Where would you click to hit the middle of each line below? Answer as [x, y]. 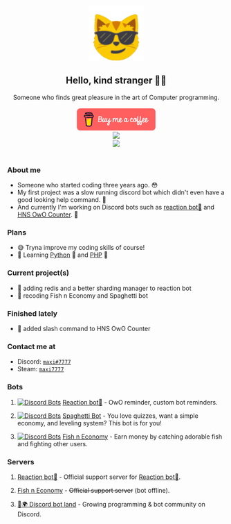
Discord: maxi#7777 [44, 362]
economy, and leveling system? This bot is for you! [90, 423]
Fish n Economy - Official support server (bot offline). [93, 490]
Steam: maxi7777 [40, 369]
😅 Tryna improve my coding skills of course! [81, 248]
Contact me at [31, 346]
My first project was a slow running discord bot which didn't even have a [121, 192]
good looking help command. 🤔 [62, 200]
